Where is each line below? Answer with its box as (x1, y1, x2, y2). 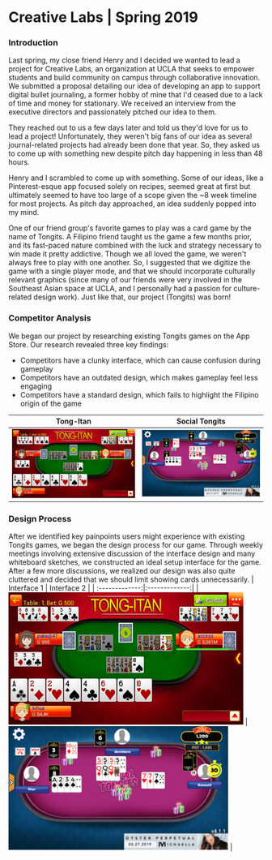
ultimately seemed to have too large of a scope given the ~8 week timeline (8, 191, 257, 200)
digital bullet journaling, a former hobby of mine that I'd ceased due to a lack (8, 90, 263, 100)
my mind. (8, 208, 40, 217)
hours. (8, 157, 30, 167)
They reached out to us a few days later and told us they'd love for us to (8, 123, 249, 133)
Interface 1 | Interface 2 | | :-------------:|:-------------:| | (8, 583, 199, 593)
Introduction (8, 37, 58, 49)
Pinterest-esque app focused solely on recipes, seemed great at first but (8, 182, 251, 191)
